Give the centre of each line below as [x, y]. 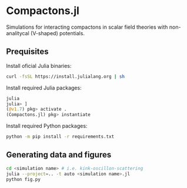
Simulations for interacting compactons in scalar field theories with [87, 27]
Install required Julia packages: [44, 88]
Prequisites [27, 52]
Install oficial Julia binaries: [39, 66]
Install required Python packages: [47, 126]
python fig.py [24, 179]
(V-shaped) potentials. [58, 33]
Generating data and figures [59, 155]
